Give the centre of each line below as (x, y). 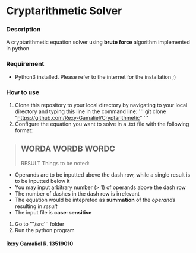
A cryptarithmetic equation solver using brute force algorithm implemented (98, 42)
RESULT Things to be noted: (55, 163)
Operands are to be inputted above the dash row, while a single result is (102, 174)
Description (23, 30)
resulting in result (36, 206)
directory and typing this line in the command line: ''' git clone (90, 111)
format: (24, 130)
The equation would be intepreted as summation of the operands (95, 200)
